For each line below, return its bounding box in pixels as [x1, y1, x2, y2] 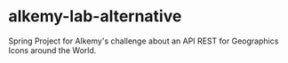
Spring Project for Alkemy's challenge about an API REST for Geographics [8, 35, 279, 46]
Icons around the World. [8, 44, 97, 55]
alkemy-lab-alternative [8, 6, 182, 27]
